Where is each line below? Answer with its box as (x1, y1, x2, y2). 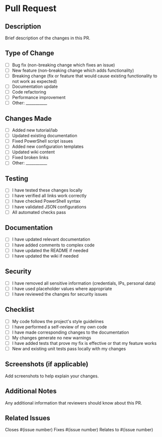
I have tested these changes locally (12, 187, 83, 193)
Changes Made (5, 114, 52, 123)
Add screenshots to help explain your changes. (5, 373, 99, 379)
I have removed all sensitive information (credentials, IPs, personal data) (12, 280, 156, 286)
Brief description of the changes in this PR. (5, 35, 90, 41)
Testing (5, 174, 29, 182)
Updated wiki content (12, 149, 55, 155)
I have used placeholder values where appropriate (12, 286, 112, 291)
